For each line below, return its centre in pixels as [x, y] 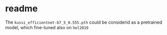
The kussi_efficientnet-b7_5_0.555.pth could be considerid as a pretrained [84, 22]
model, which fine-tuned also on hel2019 [47, 27]
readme [21, 9]
